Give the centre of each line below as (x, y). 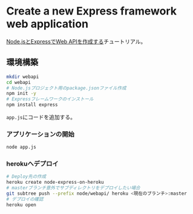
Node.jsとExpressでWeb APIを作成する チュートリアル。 (76, 41)
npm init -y (21, 94)
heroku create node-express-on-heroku (55, 183)
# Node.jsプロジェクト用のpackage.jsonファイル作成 (66, 88)
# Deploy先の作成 (26, 177)
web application (47, 24)
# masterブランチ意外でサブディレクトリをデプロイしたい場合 (73, 188)
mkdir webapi (23, 77)
